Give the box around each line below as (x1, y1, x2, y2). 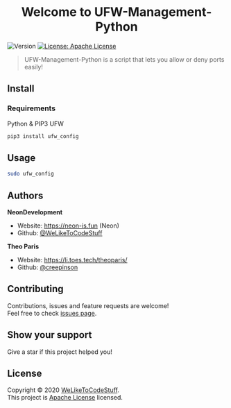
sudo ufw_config (7, 171, 54, 178)
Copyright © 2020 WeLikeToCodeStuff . (7, 386, 119, 394)
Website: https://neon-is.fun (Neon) (17, 221, 120, 230)
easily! (24, 62, 44, 71)
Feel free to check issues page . (7, 309, 97, 317)
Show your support (7, 329, 92, 341)
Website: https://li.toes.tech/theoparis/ (17, 256, 128, 264)
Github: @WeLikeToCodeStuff (17, 229, 103, 237)
